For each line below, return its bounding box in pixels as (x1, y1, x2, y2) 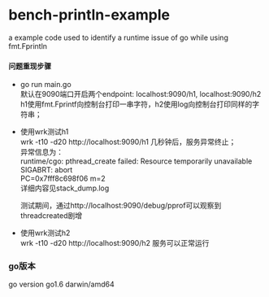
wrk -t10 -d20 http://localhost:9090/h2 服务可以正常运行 (20, 238, 210, 248)
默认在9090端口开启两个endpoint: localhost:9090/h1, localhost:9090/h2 (20, 90, 262, 99)
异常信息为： (20, 147, 63, 157)
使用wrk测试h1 (20, 127, 69, 137)
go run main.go (20, 80, 72, 90)
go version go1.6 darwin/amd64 (8, 279, 115, 290)
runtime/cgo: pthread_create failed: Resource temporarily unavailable (20, 156, 253, 166)
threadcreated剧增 (20, 211, 83, 221)
